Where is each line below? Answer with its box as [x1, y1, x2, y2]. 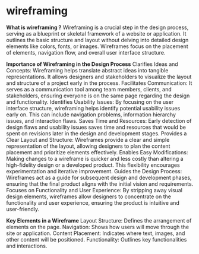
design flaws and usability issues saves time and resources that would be [6, 123, 186, 131]
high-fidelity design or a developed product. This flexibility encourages [6, 161, 180, 169]
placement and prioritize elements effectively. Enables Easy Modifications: [6, 148, 188, 155]
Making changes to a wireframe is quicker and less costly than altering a [6, 155, 184, 162]
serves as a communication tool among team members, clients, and [6, 85, 172, 93]
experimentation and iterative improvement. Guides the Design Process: [6, 167, 182, 174]
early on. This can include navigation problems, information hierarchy [6, 111, 176, 118]
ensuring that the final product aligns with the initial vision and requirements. [6, 180, 194, 188]
